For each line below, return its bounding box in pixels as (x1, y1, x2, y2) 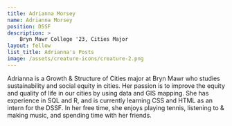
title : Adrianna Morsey (7, 10, 76, 17)
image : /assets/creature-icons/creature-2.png (7, 55, 144, 62)
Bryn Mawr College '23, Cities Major (19, 36, 129, 43)
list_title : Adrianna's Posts (7, 49, 95, 56)
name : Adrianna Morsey (7, 17, 73, 24)
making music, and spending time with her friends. (7, 111, 152, 119)
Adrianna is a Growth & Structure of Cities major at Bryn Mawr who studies (7, 74, 220, 82)
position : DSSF (7, 23, 51, 30)
